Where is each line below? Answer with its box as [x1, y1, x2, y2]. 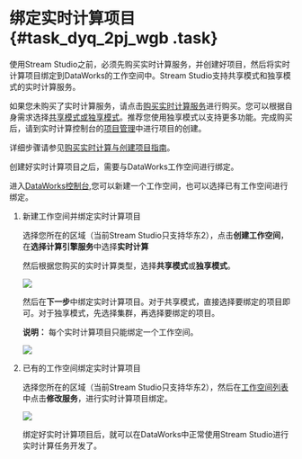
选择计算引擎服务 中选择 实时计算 [30, 240, 149, 252]
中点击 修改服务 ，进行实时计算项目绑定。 [22, 392, 173, 403]
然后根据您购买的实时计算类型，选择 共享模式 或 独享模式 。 [22, 260, 235, 271]
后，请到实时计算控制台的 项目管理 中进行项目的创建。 [9, 122, 207, 133]
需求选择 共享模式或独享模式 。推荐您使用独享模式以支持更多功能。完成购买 [16, 112, 293, 122]
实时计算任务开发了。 [22, 440, 102, 451]
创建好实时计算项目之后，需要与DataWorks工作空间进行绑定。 [9, 161, 239, 172]
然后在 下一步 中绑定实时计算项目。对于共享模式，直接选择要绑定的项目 [22, 296, 283, 307]
